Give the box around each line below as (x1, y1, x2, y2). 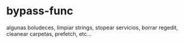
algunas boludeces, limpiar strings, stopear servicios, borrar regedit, (6, 24, 179, 31)
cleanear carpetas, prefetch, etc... (6, 30, 92, 37)
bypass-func (6, 4, 74, 18)
